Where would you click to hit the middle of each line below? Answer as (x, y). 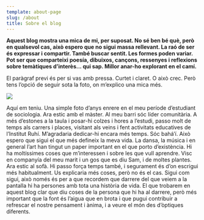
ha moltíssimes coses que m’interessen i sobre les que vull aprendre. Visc (99, 154)
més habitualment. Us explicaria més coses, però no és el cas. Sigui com (98, 173)
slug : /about (23, 18)
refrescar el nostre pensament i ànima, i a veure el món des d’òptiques (95, 205)
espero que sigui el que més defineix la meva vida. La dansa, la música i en (101, 140)
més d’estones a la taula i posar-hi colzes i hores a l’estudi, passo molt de (99, 121)
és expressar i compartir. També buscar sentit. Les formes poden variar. (100, 54)
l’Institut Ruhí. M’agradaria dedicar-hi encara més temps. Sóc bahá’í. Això (98, 134)
